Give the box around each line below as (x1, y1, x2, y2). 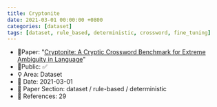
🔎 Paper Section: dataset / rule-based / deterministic (17, 85, 167, 93)
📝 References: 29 (17, 92, 67, 100)
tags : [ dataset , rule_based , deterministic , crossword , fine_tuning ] (7, 29, 211, 36)
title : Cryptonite (7, 10, 60, 17)
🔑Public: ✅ (17, 62, 48, 71)
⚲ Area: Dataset (17, 70, 63, 79)
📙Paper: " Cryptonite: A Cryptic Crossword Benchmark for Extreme (17, 48, 206, 56)
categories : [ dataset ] (7, 23, 72, 29)
